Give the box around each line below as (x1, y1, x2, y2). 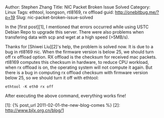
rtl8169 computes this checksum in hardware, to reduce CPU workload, (5, 59, 149, 65)
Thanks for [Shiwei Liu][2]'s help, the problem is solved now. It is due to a (5, 44, 153, 49)
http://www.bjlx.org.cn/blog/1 (5, 107, 64, 113)
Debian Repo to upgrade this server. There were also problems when (5, 29, 144, 35)
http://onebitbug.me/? (115, 9, 159, 15)
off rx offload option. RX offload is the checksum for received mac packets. (5, 54, 157, 60)
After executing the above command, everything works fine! (5, 93, 126, 98)
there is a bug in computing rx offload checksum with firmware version (5, 70, 148, 75)
